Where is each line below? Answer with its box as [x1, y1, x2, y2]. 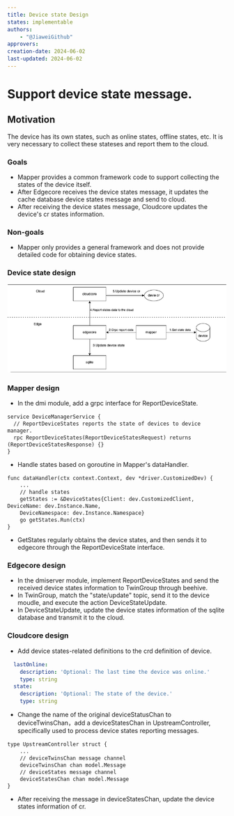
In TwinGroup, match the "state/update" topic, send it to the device [17, 591, 210, 599]
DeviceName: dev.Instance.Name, [7, 502, 101, 510]
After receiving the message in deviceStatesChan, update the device [17, 795, 214, 803]
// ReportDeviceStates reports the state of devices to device [13, 420, 201, 428]
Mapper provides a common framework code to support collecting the [17, 173, 219, 181]
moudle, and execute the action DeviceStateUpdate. [17, 599, 167, 607]
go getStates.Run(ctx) [19, 516, 86, 524]
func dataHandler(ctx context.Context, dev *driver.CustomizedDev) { [7, 475, 214, 482]
